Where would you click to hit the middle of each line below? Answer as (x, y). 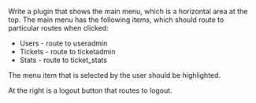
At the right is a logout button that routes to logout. (90, 90)
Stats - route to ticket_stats (63, 60)
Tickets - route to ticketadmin (67, 51)
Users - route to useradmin (63, 43)
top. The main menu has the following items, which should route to (116, 20)
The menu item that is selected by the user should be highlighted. (115, 75)
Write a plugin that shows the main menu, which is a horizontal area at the (128, 11)
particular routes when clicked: (58, 28)
